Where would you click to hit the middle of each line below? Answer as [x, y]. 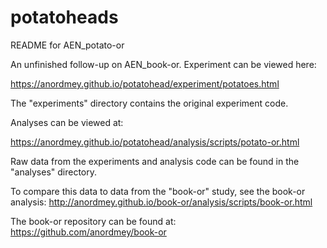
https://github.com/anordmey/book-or [88, 232]
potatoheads [64, 17]
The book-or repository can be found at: [93, 221]
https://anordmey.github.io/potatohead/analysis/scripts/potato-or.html [155, 142]
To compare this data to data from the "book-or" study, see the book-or [158, 191]
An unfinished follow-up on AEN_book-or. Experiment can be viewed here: [163, 64]
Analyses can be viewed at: [67, 122]
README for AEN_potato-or [67, 45]
